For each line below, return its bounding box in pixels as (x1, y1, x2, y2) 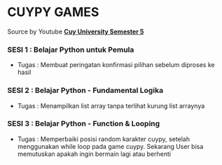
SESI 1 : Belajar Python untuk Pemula (7, 45, 134, 55)
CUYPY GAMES (7, 4, 99, 20)
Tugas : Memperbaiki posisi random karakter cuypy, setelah (17, 134, 190, 143)
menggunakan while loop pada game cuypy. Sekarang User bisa (17, 142, 204, 150)
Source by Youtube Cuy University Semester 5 (7, 27, 144, 36)
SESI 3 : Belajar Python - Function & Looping (7, 119, 160, 129)
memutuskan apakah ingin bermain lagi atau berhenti (17, 150, 172, 158)
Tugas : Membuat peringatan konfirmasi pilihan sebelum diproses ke (17, 61, 215, 69)
